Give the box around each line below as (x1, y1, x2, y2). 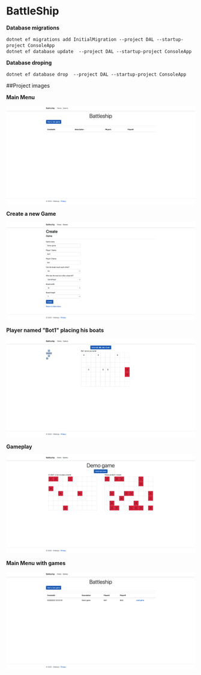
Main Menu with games (6, 559, 66, 566)
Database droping (6, 59, 52, 66)
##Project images (6, 82, 50, 89)
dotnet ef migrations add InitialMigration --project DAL (6, 36, 154, 43)
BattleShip (6, 4, 59, 18)
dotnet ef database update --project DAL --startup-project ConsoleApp (6, 48, 192, 55)
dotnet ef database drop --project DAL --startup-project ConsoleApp (6, 71, 187, 78)
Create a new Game (6, 210, 56, 218)
